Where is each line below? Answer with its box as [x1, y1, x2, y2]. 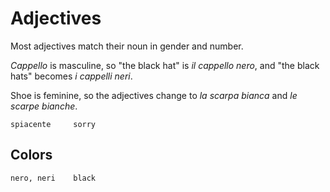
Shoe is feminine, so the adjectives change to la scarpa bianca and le [10, 89, 298, 101]
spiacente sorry [10, 119, 97, 129]
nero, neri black [10, 173, 97, 183]
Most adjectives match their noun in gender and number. [10, 40, 244, 52]
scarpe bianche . [10, 100, 78, 112]
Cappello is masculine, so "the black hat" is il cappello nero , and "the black [10, 59, 320, 71]
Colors [10, 147, 53, 164]
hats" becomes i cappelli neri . [10, 70, 133, 82]
